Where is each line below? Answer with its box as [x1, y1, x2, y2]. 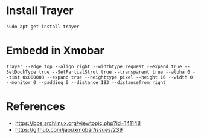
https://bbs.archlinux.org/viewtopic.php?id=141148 [14, 119, 141, 127]
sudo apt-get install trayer [6, 24, 80, 30]
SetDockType [6, 69, 36, 75]
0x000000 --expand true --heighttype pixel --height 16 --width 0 [22, 74, 193, 80]
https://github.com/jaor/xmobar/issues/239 [14, 126, 123, 133]
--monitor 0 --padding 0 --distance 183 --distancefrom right [6, 79, 166, 85]
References [6, 100, 65, 114]
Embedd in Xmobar [6, 44, 104, 57]
